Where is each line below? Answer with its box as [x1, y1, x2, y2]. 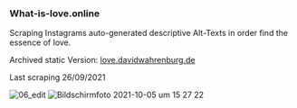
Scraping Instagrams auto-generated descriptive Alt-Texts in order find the [9, 28, 288, 39]
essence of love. [9, 37, 72, 48]
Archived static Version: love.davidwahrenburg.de [9, 55, 196, 66]
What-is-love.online [9, 7, 101, 20]
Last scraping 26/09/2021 [9, 72, 106, 83]
